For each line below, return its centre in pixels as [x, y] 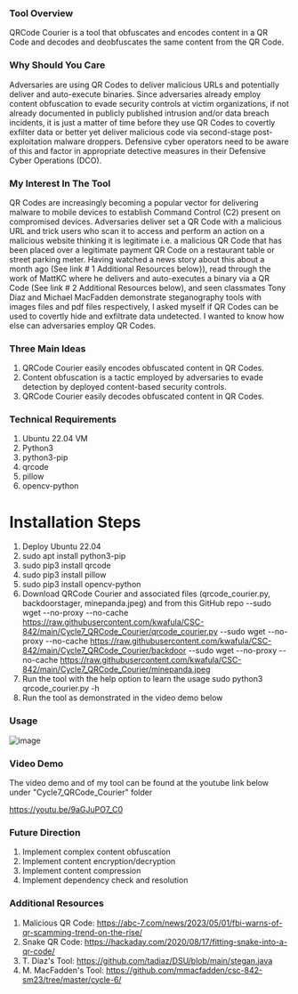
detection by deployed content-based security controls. [124, 387]
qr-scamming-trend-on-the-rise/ [82, 932]
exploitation [31, 141]
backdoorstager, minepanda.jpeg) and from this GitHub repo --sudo [146, 603]
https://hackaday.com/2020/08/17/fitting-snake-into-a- [185, 941]
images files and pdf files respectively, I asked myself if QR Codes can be [144, 306]
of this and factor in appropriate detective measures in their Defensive [138, 150]
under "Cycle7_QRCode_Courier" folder [81, 792]
